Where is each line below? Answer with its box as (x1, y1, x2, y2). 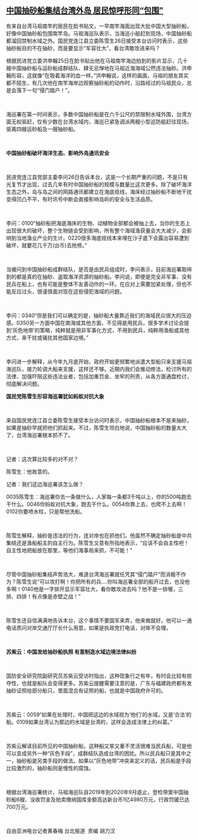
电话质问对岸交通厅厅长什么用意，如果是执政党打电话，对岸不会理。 (6, 624, 171, 631)
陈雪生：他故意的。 (6, 468, 53, 475)
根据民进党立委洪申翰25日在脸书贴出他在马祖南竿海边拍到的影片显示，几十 (6, 57, 188, 64)
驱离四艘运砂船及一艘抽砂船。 (6, 125, 78, 132)
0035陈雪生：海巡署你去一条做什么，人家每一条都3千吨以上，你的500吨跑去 (6, 493, 192, 500)
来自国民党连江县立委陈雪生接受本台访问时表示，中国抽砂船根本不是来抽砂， (6, 416, 192, 424)
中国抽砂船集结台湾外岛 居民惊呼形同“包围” (6, 5, 164, 16)
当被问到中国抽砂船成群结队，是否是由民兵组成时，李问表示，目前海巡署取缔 (6, 265, 192, 273)
